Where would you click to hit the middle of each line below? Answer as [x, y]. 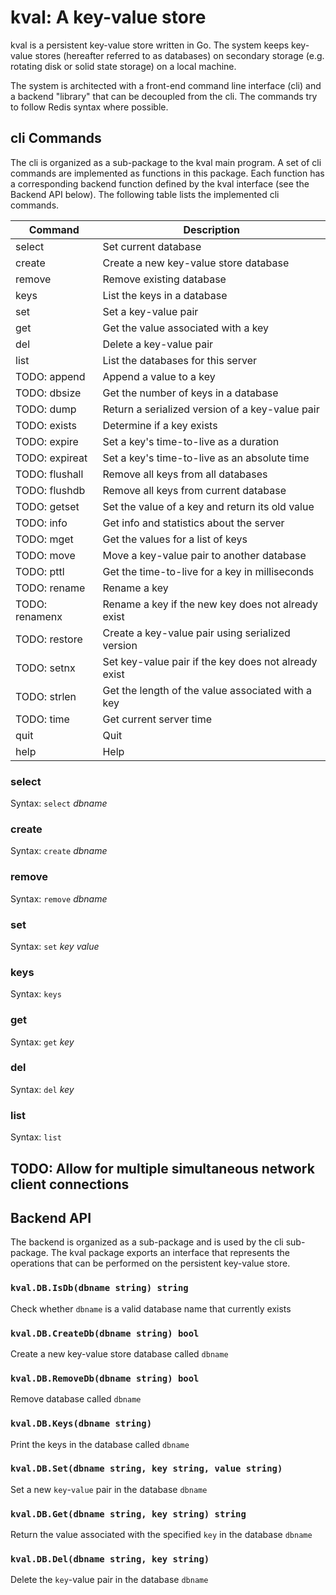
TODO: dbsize [48, 393]
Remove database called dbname [76, 1399]
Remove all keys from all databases [185, 474]
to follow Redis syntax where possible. [89, 107]
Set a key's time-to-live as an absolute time [206, 458]
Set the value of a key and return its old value [208, 506]
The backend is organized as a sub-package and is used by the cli [147, 1242]
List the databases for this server [179, 360]
